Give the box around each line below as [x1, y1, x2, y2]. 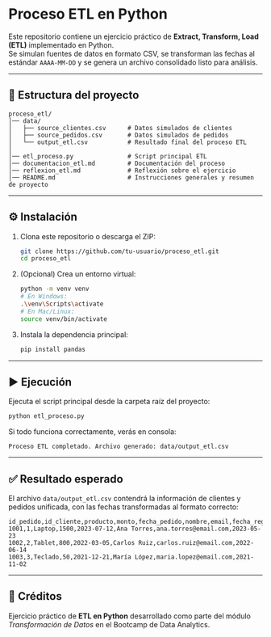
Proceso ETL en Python [8, 5, 168, 23]
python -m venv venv [19, 285, 90, 293]
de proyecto [8, 180, 48, 188]
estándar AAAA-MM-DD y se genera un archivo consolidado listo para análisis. [8, 57, 258, 67]
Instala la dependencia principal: [19, 329, 129, 340]
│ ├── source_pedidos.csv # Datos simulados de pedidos [8, 131, 229, 139]
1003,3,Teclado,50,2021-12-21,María [8, 553, 131, 562]
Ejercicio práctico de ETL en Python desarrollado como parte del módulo [8, 611, 252, 621]
